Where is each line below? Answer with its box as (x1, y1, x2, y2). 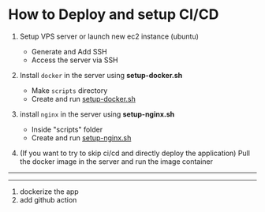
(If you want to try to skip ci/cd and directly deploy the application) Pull (19, 148, 251, 158)
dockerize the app (19, 187, 79, 196)
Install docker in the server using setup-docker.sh (19, 70, 183, 80)
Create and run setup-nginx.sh (31, 132, 132, 143)
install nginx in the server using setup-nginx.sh (19, 109, 175, 119)
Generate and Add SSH (31, 46, 108, 56)
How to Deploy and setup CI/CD (8, 6, 219, 24)
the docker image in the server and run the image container (19, 156, 214, 166)
